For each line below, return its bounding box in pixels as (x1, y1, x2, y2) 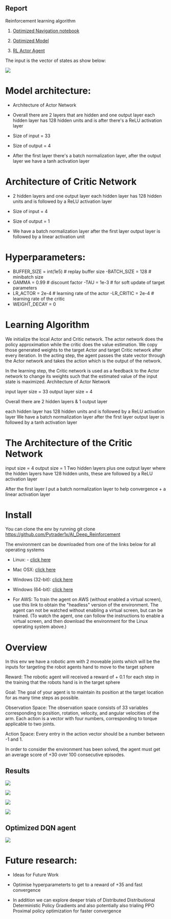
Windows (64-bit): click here (12, 587, 73, 593)
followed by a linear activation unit (12, 233, 85, 240)
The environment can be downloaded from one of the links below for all (5, 541, 156, 548)
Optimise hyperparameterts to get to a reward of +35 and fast (12, 881, 143, 888)
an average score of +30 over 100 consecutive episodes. (5, 751, 125, 758)
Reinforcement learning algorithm (5, 17, 76, 24)
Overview (5, 641, 47, 653)
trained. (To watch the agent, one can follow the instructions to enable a (12, 613, 164, 619)
